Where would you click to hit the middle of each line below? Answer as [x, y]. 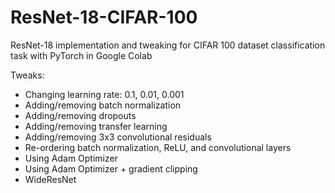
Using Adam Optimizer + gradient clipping [111, 168]
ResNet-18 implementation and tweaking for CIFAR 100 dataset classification [168, 45]
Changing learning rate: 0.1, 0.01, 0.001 [104, 94]
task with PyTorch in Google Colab [81, 55]
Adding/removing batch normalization [103, 105]
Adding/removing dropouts [80, 115]
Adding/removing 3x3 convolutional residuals [118, 137]
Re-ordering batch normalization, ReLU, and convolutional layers [158, 147]
